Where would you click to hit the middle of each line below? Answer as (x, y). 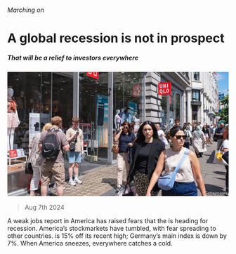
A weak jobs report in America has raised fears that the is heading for (108, 221)
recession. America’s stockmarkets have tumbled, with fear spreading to (112, 229)
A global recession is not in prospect (116, 38)
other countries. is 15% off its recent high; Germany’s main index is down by (117, 236)
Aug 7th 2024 (44, 208)
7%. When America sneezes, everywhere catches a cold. (90, 243)
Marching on (26, 10)
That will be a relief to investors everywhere (73, 58)
